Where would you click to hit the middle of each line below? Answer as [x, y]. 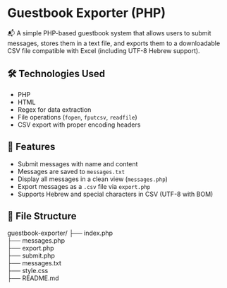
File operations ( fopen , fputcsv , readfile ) [77, 117]
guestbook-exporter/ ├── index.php [60, 233]
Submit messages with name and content [78, 163]
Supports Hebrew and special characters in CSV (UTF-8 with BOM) [115, 194]
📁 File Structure [42, 216]
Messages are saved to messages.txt [71, 171]
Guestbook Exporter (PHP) [87, 13]
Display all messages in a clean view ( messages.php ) [92, 179]
